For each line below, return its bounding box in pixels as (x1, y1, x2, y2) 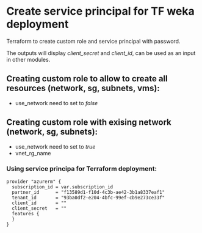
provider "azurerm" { (6, 179, 62, 185)
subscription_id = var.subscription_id (12, 183, 114, 190)
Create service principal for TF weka (6, 4, 195, 18)
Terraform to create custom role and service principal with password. (6, 37, 181, 45)
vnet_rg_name (15, 149, 51, 157)
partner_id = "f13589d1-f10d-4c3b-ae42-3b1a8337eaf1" (12, 189, 165, 195)
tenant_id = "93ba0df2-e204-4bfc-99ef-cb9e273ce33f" (12, 194, 165, 201)
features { (12, 210, 40, 216)
